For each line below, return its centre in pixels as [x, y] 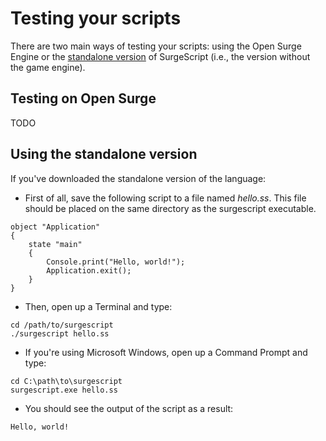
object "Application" [55, 227]
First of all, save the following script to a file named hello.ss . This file [165, 198]
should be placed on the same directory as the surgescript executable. [170, 208]
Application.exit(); [89, 270]
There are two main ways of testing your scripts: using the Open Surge [156, 46]
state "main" [55, 244]
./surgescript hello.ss [60, 333]
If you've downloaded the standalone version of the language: [138, 178]
